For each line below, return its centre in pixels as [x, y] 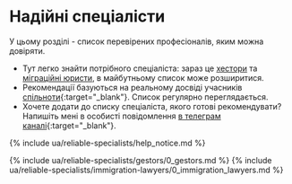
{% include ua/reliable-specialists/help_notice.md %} [107, 143]
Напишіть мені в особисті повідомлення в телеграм [121, 116]
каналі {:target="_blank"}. [69, 125]
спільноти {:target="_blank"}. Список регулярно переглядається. [145, 97]
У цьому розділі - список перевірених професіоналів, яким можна [137, 41]
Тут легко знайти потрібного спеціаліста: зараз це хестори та [140, 68]
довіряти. [27, 50]
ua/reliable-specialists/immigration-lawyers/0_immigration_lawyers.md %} [146, 170]
